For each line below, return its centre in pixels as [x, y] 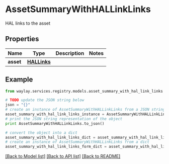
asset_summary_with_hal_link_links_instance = [55, 114]
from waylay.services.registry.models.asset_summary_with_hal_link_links [84, 91]
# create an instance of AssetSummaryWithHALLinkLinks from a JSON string [85, 110]
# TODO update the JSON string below [45, 100]
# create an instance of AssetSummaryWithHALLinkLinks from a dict [77, 142]
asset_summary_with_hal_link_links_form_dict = [56, 147]
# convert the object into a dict [41, 133]
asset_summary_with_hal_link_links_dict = [50, 137]
